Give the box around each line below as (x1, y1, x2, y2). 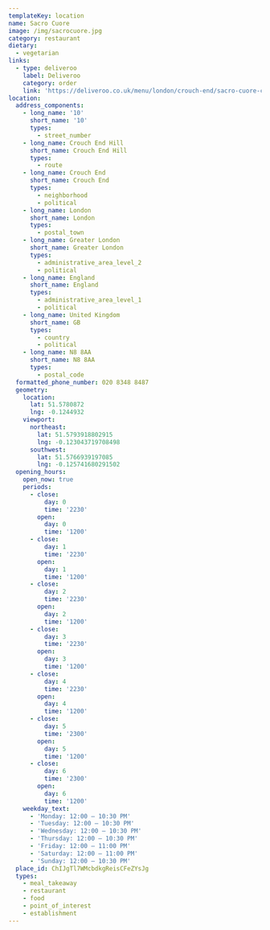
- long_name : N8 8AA (22, 348, 92, 356)
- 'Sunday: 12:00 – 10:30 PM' (29, 857, 131, 865)
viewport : (22, 416, 56, 424)
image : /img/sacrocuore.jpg (8, 27, 103, 35)
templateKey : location (8, 11, 84, 20)
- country (37, 333, 70, 342)
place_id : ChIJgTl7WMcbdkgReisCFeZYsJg (15, 864, 149, 873)
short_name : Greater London (29, 244, 125, 252)
